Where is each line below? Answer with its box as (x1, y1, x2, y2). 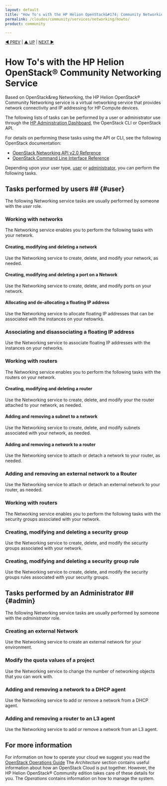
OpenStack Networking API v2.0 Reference (12, 150, 101, 156)
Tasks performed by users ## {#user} (5, 184, 125, 193)
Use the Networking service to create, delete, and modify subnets (5, 424, 140, 430)
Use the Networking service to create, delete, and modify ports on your (5, 283, 152, 289)
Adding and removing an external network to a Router (5, 470, 137, 477)
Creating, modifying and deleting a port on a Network (5, 272, 118, 278)
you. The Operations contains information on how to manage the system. (5, 776, 155, 782)
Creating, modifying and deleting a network (5, 243, 97, 250)
